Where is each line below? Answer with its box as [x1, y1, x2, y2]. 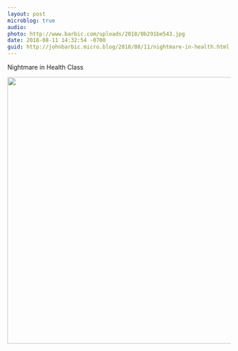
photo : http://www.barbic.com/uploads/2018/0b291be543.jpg [7, 30, 186, 38]
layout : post [7, 10, 46, 18]
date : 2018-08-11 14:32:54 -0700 [7, 37, 106, 44]
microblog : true [7, 17, 55, 24]
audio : [7, 23, 27, 31]
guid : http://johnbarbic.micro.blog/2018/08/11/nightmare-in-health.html [7, 43, 230, 50]
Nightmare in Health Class [7, 63, 84, 71]
